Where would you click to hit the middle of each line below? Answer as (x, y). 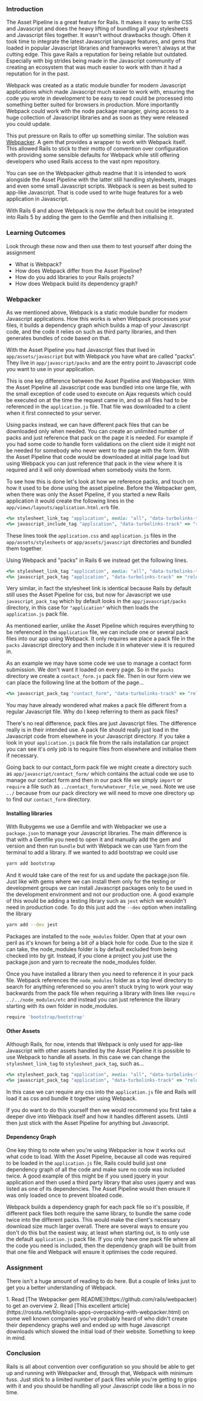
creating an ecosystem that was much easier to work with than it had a (94, 67)
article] (121, 1305)
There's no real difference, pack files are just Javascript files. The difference (101, 724)
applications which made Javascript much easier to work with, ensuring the (100, 92)
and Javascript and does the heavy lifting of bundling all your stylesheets (97, 28)
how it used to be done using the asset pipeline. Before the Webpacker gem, (101, 488)
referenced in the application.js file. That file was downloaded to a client (98, 406)
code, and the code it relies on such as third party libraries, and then (92, 331)
